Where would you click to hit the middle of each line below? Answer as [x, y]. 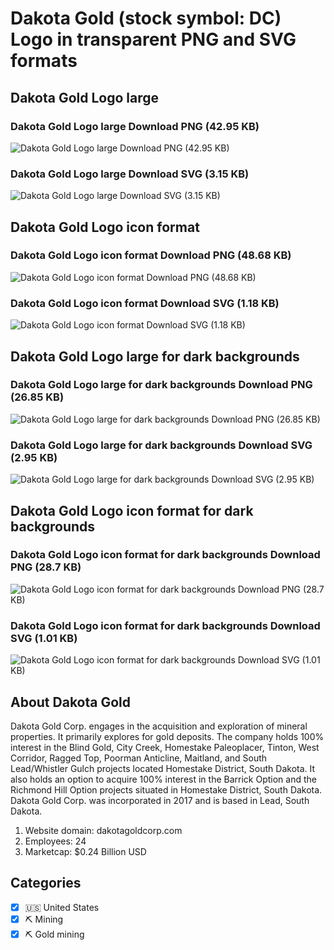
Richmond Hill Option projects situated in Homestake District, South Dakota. [166, 789]
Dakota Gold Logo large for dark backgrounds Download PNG [161, 385]
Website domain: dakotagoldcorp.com [103, 830]
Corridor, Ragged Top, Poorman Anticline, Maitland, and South [139, 758]
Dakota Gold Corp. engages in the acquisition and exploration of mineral [159, 726]
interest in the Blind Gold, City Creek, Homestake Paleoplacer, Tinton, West [165, 747]
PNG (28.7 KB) [46, 567]
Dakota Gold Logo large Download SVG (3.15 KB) [130, 174]
